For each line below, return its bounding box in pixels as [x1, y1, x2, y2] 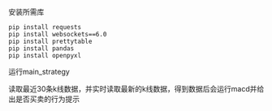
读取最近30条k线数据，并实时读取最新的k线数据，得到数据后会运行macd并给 [8, 84, 265, 93]
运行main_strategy [8, 67, 71, 76]
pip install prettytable [8, 37, 93, 45]
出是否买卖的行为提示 [8, 94, 80, 104]
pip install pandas [8, 45, 75, 53]
